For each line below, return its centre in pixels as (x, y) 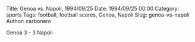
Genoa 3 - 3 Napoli (29, 33)
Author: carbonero (29, 21)
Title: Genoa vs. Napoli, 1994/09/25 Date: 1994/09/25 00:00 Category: (93, 9)
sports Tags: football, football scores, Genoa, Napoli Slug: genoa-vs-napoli (98, 15)
